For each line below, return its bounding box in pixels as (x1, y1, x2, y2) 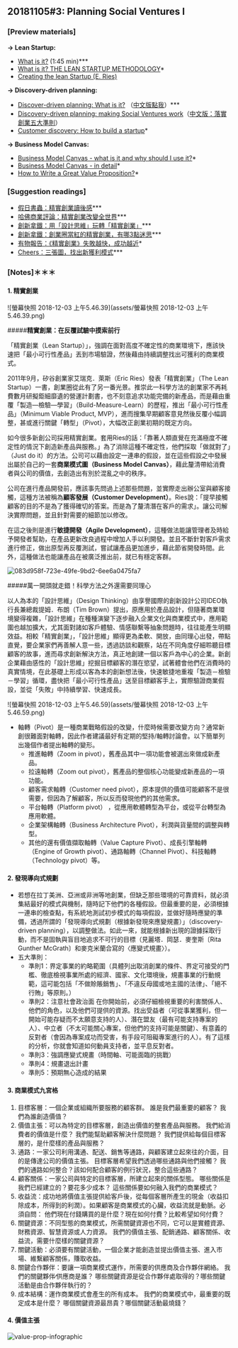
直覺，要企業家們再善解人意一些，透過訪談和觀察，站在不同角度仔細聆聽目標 (7, 641, 231, 649)
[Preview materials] (7, 27, 76, 37)
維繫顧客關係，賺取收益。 (30, 1254, 105, 1263)
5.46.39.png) (7, 312, 45, 320)
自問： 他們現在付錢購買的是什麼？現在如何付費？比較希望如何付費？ (23, 1210, 225, 1218)
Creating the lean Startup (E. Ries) (17, 72, 118, 80)
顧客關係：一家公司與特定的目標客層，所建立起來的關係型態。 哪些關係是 (17, 1174, 231, 1183)
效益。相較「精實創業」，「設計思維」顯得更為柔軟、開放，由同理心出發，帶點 (7, 632, 231, 641)
